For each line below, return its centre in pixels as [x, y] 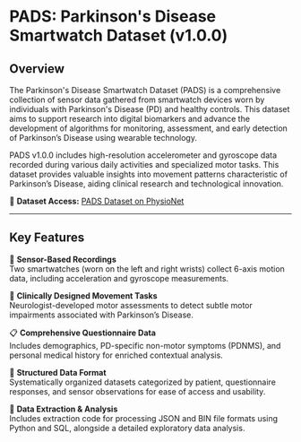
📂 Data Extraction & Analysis [64, 409]
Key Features [47, 238]
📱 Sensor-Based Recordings [63, 259]
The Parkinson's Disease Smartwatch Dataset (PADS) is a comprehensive [145, 90]
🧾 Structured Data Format [58, 372]
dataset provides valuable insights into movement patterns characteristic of [149, 174]
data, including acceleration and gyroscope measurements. [119, 278]
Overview [37, 69]
